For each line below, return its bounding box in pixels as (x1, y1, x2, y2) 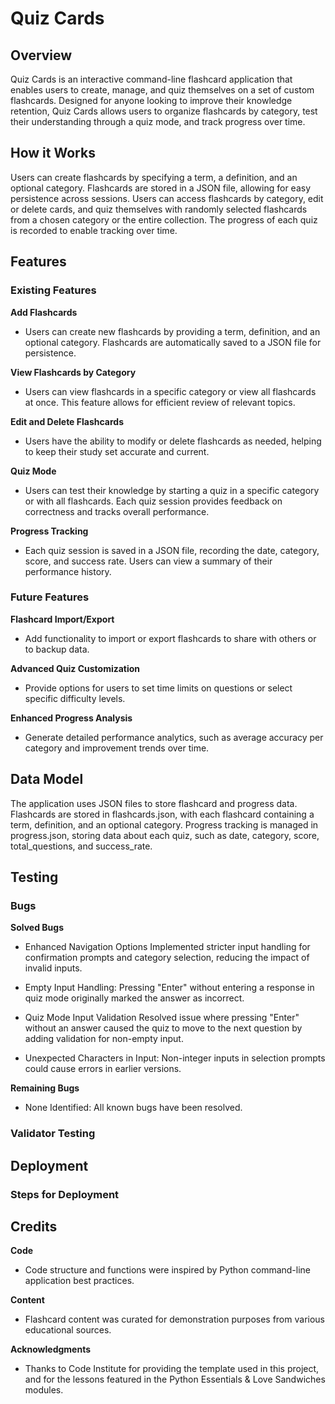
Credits (10, 1218, 58, 1235)
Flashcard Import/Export (10, 613, 115, 625)
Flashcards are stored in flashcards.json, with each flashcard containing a (10, 808, 315, 820)
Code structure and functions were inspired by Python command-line (24, 1264, 312, 1276)
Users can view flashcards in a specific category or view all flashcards (24, 385, 317, 397)
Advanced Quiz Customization (10, 662, 141, 674)
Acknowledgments (10, 1343, 92, 1356)
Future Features (10, 590, 90, 604)
